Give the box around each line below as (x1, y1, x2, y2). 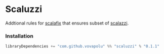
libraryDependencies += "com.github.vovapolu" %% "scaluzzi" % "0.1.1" (5, 44, 159, 49)
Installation (5, 32, 34, 39)
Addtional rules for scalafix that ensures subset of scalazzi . (5, 20, 129, 26)
